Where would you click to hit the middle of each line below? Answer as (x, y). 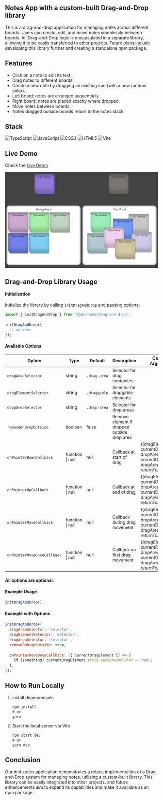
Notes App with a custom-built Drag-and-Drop (77, 8)
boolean (74, 427)
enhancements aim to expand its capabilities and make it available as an (77, 787)
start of (120, 457)
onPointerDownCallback (30, 457)
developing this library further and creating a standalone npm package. (76, 48)
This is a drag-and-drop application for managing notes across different (77, 27)
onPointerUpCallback (28, 490)
